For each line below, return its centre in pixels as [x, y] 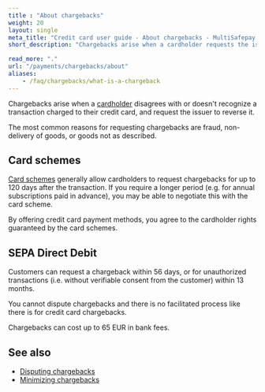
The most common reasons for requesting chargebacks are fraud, [116, 127]
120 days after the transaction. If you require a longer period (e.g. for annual [131, 188]
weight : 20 [26, 23]
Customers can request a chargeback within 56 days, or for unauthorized [127, 272]
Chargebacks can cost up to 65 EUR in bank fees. [89, 327]
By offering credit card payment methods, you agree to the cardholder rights [132, 220]
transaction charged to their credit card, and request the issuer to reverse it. [131, 112]
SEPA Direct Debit [52, 253]
